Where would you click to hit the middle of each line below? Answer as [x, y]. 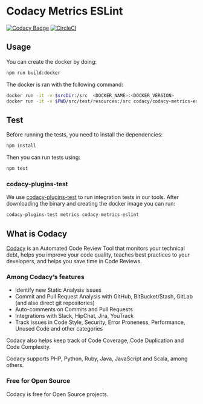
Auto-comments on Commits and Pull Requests [74, 309]
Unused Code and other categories [59, 329]
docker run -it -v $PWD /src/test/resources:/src [69, 101]
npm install [21, 146]
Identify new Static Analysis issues [58, 290]
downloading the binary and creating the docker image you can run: [91, 204]
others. [15, 365]
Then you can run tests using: [43, 157]
